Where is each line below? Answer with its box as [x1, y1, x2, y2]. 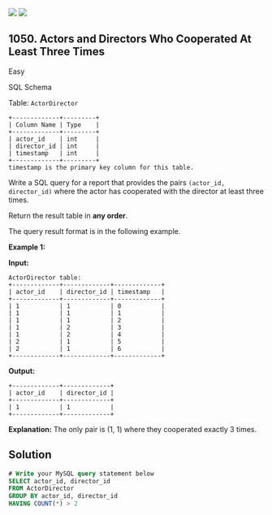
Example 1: [8, 242, 46, 252]
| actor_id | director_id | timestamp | [8, 288, 165, 296]
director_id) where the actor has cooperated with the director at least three [8, 186, 264, 196]
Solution [8, 448, 52, 462]
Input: [8, 257, 29, 267]
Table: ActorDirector [8, 97, 79, 107]
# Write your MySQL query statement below [8, 470, 154, 478]
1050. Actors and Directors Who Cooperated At [8, 32, 252, 46]
